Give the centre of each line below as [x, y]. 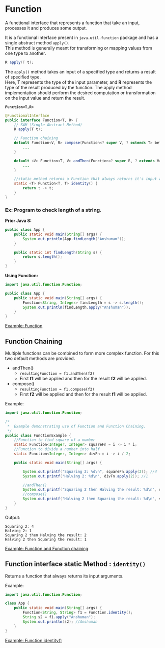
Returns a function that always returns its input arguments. [64, 576]
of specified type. [23, 77]
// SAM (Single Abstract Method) [48, 125]
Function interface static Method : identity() [75, 564]
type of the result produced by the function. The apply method [68, 87]
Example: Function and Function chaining [47, 548]
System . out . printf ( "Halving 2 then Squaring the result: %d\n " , [90, 499]
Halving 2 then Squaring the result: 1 [46, 539]
